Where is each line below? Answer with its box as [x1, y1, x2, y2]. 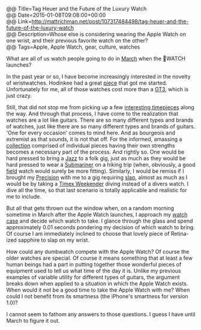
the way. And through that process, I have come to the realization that [6, 110, 179, 117]
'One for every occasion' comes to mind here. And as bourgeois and [6, 129, 176, 136]
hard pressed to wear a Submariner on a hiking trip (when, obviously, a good [6, 161, 196, 168]
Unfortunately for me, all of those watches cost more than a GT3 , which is [6, 86, 189, 92]
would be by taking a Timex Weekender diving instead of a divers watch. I [6, 180, 189, 187]
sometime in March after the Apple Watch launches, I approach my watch [6, 211, 188, 218]
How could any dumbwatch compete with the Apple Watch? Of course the [6, 248, 190, 255]
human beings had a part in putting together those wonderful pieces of [6, 261, 182, 268]
